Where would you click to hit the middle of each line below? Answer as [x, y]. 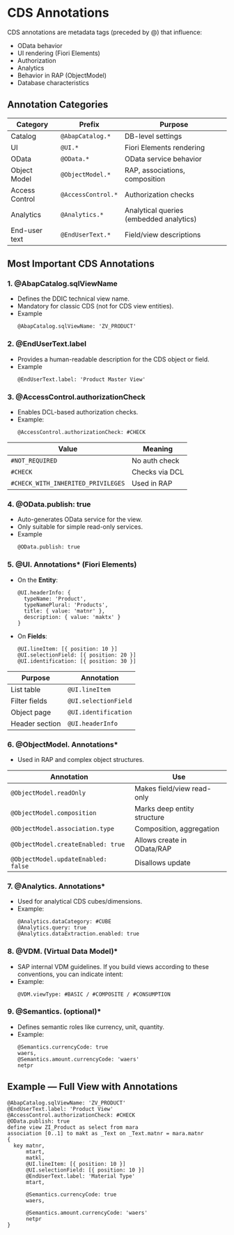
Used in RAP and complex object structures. [81, 759]
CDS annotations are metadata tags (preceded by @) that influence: [105, 32]
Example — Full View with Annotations [93, 1087]
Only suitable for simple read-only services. [80, 527]
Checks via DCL [158, 472]
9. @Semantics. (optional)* [54, 1012]
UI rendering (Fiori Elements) [59, 53]
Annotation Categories [58, 105]
